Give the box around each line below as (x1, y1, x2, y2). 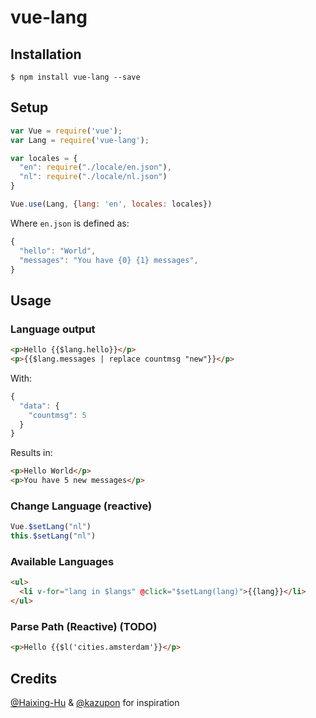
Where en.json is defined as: (10, 217, 130, 229)
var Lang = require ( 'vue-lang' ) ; (10, 135, 150, 145)
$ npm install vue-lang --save (10, 72, 141, 82)
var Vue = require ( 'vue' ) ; (10, 126, 123, 136)
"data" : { (19, 401, 60, 411)
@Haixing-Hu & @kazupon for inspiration (10, 696, 180, 708)
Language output (10, 322, 96, 336)
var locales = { (10, 153, 78, 163)
